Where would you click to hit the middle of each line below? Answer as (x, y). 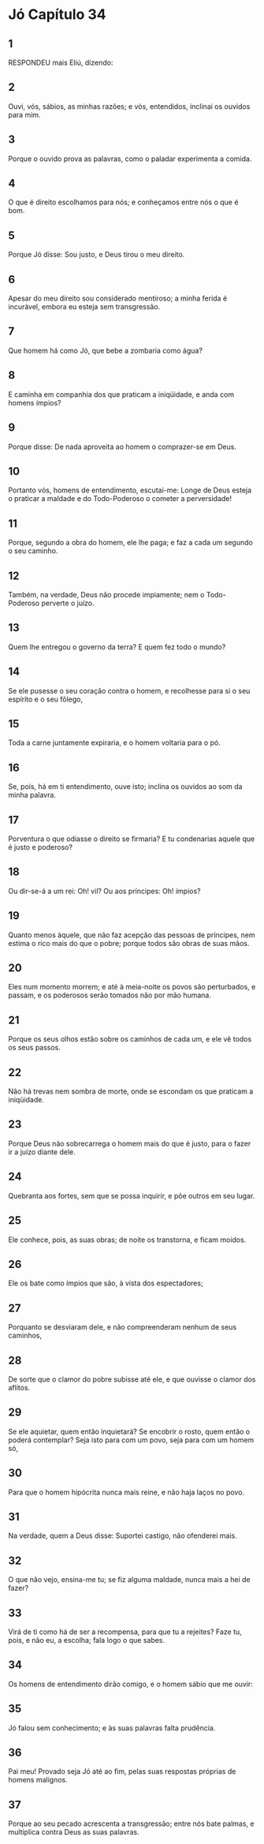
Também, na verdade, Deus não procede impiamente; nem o (106, 594)
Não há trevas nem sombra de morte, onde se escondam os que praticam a (131, 1091)
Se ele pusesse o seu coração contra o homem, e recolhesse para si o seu (129, 690)
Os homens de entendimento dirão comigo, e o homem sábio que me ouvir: (131, 1684)
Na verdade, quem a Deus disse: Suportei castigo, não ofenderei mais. (123, 1535)
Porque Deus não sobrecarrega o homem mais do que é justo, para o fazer (130, 1143)
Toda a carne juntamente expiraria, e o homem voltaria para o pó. (114, 742)
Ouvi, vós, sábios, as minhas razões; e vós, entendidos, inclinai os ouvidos (129, 106)
